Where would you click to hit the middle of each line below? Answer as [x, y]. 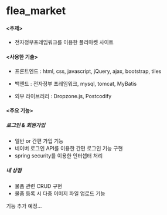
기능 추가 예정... [24, 206]
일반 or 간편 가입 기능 [39, 141]
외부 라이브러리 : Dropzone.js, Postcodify [63, 96]
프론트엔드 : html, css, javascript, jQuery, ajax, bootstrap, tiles [88, 71]
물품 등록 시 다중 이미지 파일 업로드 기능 [60, 194]
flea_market [36, 11]
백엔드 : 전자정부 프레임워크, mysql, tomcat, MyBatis [76, 83]
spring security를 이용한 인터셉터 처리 [59, 156]
